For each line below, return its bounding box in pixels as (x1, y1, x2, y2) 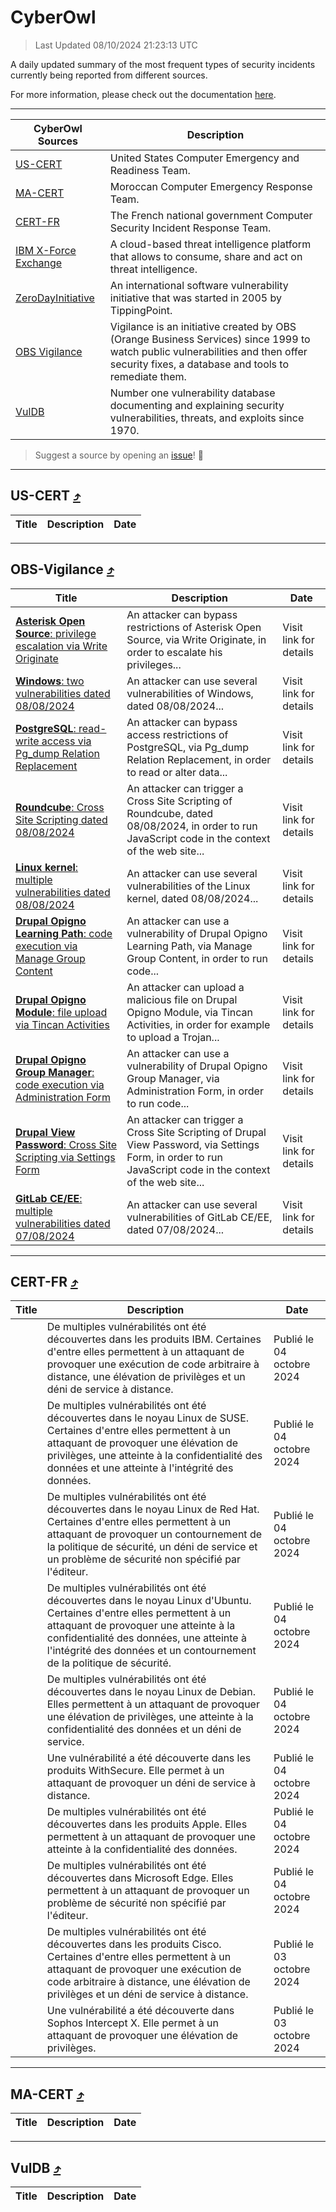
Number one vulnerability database (109, 386, 276, 400)
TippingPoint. (109, 303, 173, 317)
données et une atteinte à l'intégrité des (46, 1461, 234, 1475)
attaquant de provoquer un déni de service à (46, 1776, 257, 1790)
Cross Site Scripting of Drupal (126, 1125, 267, 1139)
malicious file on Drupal (126, 992, 238, 1006)
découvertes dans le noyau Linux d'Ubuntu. (46, 1594, 252, 1608)
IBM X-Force (15, 243, 77, 257)
